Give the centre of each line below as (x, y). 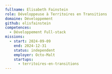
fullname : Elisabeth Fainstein (37, 9)
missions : (15, 37)
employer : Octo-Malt (34, 55)
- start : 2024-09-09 (30, 41)
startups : (24, 59)
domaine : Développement (29, 18)
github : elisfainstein (28, 23)
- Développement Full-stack (38, 32)
